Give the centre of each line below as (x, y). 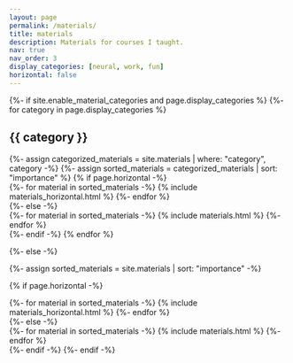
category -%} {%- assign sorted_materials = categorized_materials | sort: (143, 168)
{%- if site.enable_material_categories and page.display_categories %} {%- (147, 100)
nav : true (27, 50)
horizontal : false (43, 75)
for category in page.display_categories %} (88, 109)
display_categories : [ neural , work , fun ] (87, 67)
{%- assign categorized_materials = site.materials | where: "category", (138, 158)
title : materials (41, 34)
